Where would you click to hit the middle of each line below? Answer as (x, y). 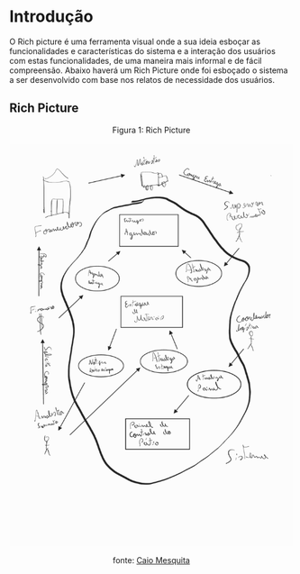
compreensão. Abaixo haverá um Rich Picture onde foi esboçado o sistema (149, 70)
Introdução (51, 17)
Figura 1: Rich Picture (151, 130)
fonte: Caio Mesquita (151, 560)
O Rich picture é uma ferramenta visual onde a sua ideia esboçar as (135, 41)
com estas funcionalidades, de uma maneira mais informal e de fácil (136, 60)
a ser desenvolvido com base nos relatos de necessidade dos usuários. (142, 79)
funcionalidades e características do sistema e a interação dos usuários (143, 50)
